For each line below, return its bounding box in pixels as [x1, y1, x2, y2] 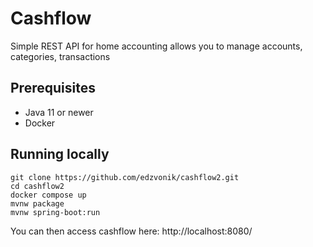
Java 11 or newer [24, 106, 94, 118]
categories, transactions [10, 50, 111, 62]
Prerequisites [10, 80, 96, 97]
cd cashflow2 [10, 181, 65, 191]
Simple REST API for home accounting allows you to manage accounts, [10, 40, 303, 52]
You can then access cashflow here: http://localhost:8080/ [10, 225, 253, 237]
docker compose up [10, 190, 87, 200]
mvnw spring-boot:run [10, 207, 101, 217]
